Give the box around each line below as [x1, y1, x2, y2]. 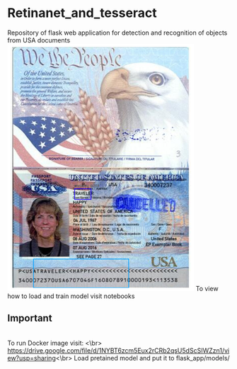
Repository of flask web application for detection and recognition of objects [7, 28, 228, 37]
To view [195, 284, 219, 293]
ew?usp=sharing [7, 353, 57, 362]
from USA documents [7, 35, 71, 44]
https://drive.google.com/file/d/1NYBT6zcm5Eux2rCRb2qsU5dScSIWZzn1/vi [7, 346, 230, 355]
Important [7, 312, 52, 324]
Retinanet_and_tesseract [7, 5, 157, 21]
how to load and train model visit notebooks [7, 292, 135, 300]
